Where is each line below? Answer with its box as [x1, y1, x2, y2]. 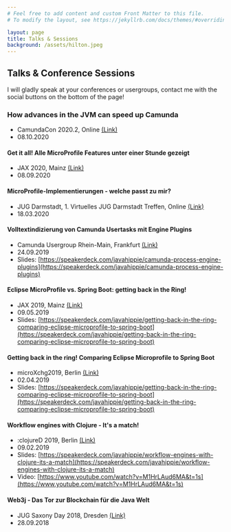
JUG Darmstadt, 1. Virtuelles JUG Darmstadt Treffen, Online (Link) [16, 202, 204, 211]
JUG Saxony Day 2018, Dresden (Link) [16, 511, 126, 520]
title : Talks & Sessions [7, 35, 78, 42]
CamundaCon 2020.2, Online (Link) [16, 125, 118, 134]
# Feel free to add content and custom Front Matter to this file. [7, 10, 205, 17]
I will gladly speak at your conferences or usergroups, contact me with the [7, 85, 218, 94]
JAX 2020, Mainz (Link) [16, 164, 85, 172]
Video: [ [16, 473, 40, 481]
